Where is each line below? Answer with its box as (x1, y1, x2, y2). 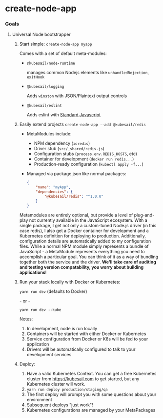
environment (26, 396, 52, 402)
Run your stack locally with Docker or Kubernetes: (19, 279, 121, 285)
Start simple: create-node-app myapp (19, 41, 92, 47)
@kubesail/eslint (26, 104, 62, 108)
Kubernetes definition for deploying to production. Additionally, (19, 233, 146, 238)
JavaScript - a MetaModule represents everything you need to (19, 248, 145, 254)
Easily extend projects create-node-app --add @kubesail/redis (19, 121, 146, 128)
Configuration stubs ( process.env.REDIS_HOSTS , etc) (34, 151, 138, 157)
